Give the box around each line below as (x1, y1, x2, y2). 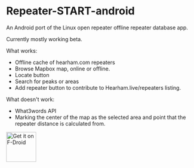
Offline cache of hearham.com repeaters (14, 59, 115, 66)
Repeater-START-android (6, 4, 136, 18)
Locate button (14, 71, 50, 78)
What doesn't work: (6, 96, 55, 103)
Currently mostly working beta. (6, 35, 82, 42)
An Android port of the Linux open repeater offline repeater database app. (6, 24, 188, 31)
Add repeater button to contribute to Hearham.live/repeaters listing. (14, 84, 181, 91)
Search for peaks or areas (14, 78, 79, 85)
